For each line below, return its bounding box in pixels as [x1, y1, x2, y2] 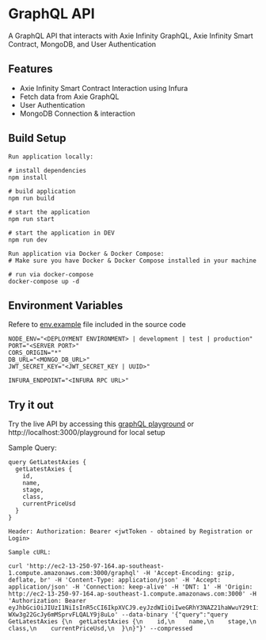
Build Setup [8, 131, 66, 145]
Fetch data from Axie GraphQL [19, 92, 120, 101]
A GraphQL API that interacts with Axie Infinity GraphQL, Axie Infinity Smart [8, 31, 253, 40]
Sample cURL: [8, 548, 51, 557]
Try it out [8, 398, 54, 412]
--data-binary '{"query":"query [121, 611, 228, 619]
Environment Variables [8, 299, 123, 312]
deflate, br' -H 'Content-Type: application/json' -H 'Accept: [8, 576, 222, 585]
